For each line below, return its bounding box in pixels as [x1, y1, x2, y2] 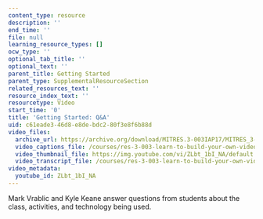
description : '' [8, 19, 61, 27]
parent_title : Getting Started [8, 70, 110, 78]
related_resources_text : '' [8, 84, 100, 93]
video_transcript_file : [15, 158, 92, 166]
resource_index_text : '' [8, 92, 89, 100]
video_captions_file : [15, 143, 86, 151]
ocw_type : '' [8, 48, 51, 56]
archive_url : [15, 135, 58, 144]
